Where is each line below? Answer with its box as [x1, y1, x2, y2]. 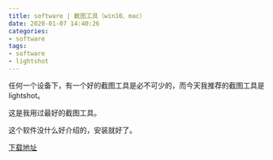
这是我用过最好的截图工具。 [8, 107, 102, 118]
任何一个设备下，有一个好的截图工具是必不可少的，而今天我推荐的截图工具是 [8, 80, 265, 90]
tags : [8, 42, 27, 50]
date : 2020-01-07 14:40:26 [8, 19, 100, 28]
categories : [8, 27, 49, 35]
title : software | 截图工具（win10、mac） [8, 11, 146, 20]
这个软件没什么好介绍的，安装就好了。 [8, 125, 136, 135]
